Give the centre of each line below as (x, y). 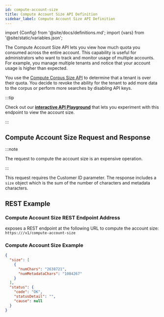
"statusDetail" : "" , (35, 297)
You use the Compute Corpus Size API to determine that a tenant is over (78, 78)
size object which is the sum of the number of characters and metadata (78, 183)
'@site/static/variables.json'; (34, 38)
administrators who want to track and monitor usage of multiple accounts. (80, 58)
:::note (12, 149)
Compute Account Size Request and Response (78, 137)
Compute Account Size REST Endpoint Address (63, 217)
